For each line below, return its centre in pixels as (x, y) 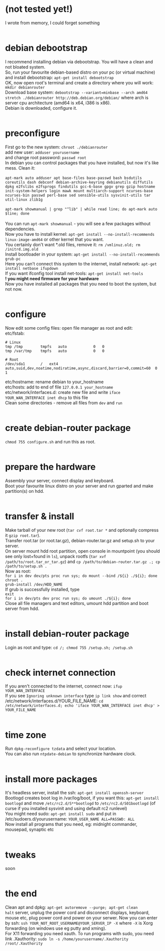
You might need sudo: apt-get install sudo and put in (61, 814)
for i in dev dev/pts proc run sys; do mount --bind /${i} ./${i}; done (81, 576)
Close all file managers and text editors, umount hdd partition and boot (77, 603)
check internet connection (60, 672)
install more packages (51, 779)
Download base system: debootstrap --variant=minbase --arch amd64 (76, 92)
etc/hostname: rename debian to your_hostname (54, 382)
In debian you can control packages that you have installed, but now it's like (82, 163)
